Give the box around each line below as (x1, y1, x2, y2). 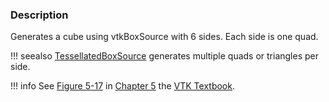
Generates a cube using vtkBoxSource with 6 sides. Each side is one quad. (10, 31, 319, 43)
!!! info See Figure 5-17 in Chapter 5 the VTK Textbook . (10, 80, 235, 92)
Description (10, 8, 69, 22)
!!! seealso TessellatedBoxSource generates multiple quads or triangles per (10, 50, 320, 62)
